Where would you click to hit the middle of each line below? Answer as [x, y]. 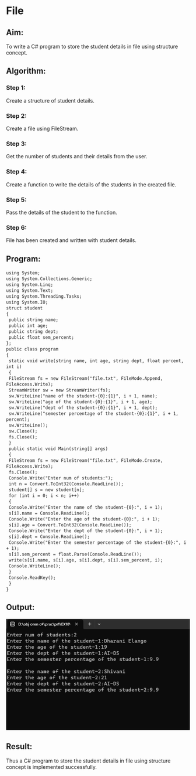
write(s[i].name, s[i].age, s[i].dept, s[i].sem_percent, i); [86, 560]
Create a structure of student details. [50, 100]
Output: [20, 607]
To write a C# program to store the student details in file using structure [92, 46]
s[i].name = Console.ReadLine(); [49, 513]
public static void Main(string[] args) [58, 449]
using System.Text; [30, 290]
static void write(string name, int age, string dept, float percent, [96, 361]
